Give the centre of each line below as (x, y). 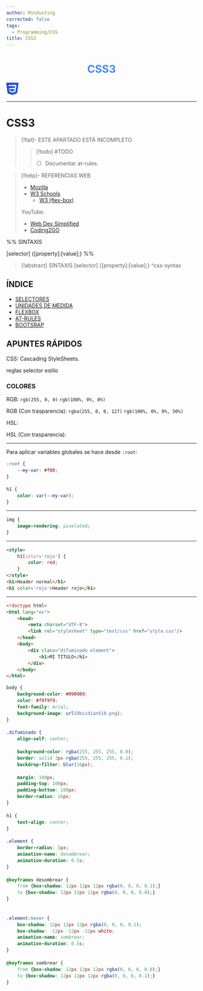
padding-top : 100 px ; (43, 784)
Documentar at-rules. (72, 163)
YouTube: (33, 212)
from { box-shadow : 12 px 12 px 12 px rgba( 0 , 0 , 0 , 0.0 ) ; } (89, 969)
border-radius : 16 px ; (44, 797)
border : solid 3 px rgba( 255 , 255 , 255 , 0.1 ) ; (76, 758)
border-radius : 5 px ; (43, 848)
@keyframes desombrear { (37, 880)
